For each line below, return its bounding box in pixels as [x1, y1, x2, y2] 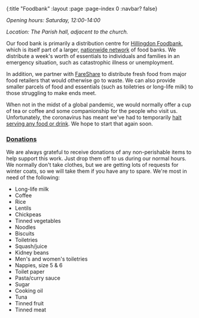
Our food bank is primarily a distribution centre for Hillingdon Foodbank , [6, 40, 183, 47]
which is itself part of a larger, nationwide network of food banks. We [6, 46, 176, 53]
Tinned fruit [14, 300, 44, 307]
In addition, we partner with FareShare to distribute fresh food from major [6, 71, 187, 77]
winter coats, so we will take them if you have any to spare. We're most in [6, 167, 187, 175]
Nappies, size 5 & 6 [14, 262, 63, 269]
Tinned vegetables [14, 218, 61, 225]
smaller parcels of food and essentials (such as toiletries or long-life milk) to [6, 83, 194, 90]
